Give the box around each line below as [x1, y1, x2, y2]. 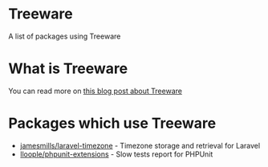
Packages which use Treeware [8, 114, 217, 132]
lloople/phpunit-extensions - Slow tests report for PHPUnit [19, 149, 213, 159]
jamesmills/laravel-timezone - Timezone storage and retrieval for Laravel [19, 141, 261, 150]
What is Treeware [8, 59, 128, 78]
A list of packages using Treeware [8, 31, 121, 41]
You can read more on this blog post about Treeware [8, 86, 183, 96]
